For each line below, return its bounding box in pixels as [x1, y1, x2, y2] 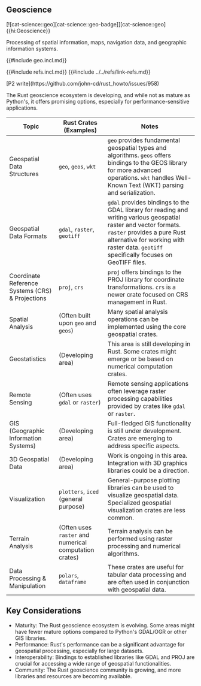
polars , [59, 571, 79, 579]
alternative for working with [107, 235, 185, 244]
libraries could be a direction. [107, 466, 190, 475]
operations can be [107, 315, 159, 323]
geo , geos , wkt [59, 162, 96, 170]
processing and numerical [107, 542, 181, 550]
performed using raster [107, 534, 173, 543]
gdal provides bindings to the [107, 198, 190, 206]
